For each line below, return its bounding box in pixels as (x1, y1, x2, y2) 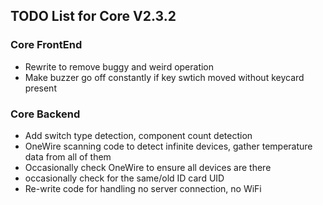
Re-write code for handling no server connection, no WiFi (24, 182, 262, 194)
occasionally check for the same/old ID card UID (24, 172, 225, 184)
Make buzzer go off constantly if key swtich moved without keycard (24, 71, 305, 83)
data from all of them (24, 150, 112, 163)
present (24, 82, 57, 94)
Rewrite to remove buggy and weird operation (24, 60, 215, 73)
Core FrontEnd (10, 38, 83, 52)
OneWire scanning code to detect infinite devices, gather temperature (24, 140, 313, 152)
